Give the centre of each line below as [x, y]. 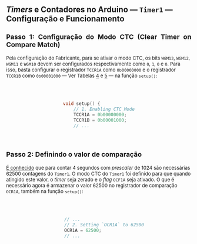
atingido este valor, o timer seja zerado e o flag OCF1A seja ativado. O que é [90, 179]
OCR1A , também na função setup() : [45, 191]
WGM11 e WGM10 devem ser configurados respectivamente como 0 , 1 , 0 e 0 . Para [93, 64]
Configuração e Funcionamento [65, 19]
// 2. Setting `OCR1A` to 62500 [104, 225]
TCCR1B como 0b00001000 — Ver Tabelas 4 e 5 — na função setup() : [82, 75]
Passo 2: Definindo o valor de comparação [74, 154]
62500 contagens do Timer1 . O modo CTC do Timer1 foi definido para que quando [98, 174]
